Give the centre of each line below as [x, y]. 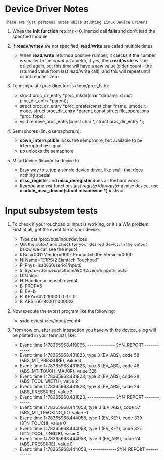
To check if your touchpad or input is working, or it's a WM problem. [81, 224]
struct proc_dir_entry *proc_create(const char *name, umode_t [83, 106]
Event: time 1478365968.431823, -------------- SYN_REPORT [82, 397]
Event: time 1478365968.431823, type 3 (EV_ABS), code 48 [79, 365]
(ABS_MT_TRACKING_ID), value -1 [54, 412]
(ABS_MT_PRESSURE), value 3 [50, 360]
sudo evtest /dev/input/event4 [50, 321]
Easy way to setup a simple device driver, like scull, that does [81, 170]
